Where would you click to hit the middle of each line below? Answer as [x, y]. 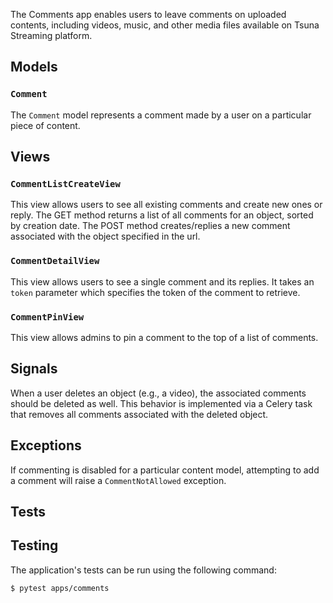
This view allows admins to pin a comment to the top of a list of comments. [164, 337]
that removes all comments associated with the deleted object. [139, 414]
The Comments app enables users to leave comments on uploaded [148, 14]
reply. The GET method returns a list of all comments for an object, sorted [162, 215]
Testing [34, 545]
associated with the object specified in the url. [105, 236]
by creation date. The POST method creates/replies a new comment [150, 226]
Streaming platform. [51, 35]
